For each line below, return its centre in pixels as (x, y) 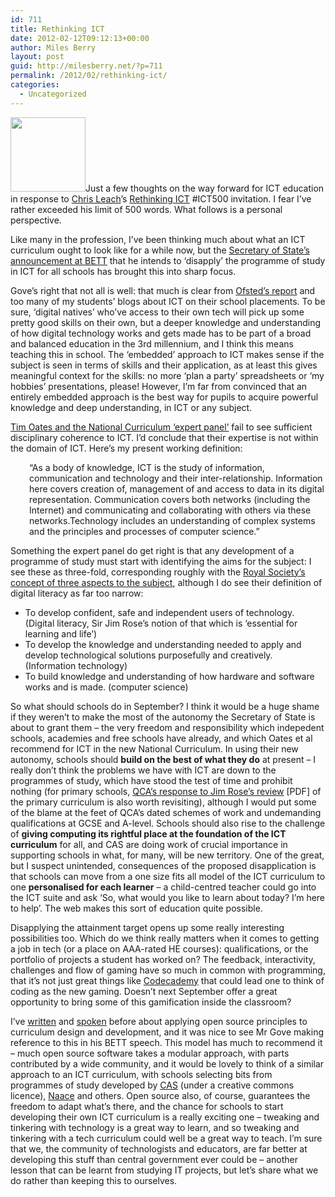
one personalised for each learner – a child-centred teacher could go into (163, 887)
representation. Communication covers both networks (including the (170, 499)
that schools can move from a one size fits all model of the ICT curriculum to (168, 876)
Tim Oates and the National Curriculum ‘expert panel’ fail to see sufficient (161, 427)
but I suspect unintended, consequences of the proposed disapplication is (163, 865)
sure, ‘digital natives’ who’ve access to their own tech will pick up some (157, 312)
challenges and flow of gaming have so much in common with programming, (168, 970)
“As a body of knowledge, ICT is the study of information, (147, 467)
